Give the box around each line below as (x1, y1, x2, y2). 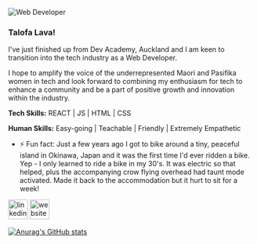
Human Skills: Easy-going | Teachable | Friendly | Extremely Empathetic (8, 124, 241, 133)
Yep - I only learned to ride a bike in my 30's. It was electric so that (19, 159, 237, 169)
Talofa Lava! (8, 27, 56, 38)
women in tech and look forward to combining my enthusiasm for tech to (8, 77, 243, 86)
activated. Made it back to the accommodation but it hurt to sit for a (19, 176, 237, 185)
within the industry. (8, 93, 71, 103)
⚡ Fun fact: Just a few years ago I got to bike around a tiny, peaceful (19, 140, 241, 149)
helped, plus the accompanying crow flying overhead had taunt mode (19, 167, 244, 177)
